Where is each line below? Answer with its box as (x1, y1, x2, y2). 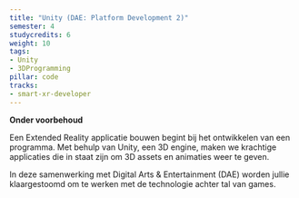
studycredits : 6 (9, 30, 71, 39)
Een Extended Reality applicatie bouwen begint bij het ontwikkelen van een (9, 132, 291, 143)
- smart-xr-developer (9, 89, 92, 98)
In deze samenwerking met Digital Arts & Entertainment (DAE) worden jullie (9, 169, 290, 180)
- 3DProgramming (9, 64, 71, 74)
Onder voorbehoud (9, 114, 84, 125)
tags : (9, 47, 30, 56)
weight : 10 (9, 38, 51, 48)
